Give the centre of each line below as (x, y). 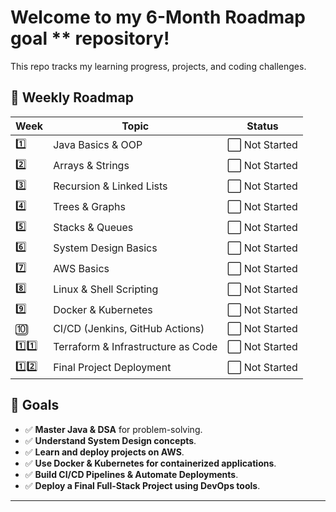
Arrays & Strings (91, 166)
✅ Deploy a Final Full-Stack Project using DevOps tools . (142, 485)
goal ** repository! (90, 38)
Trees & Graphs (89, 207)
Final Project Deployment (112, 368)
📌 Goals (35, 405)
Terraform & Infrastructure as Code (135, 347)
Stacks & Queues (93, 228)
